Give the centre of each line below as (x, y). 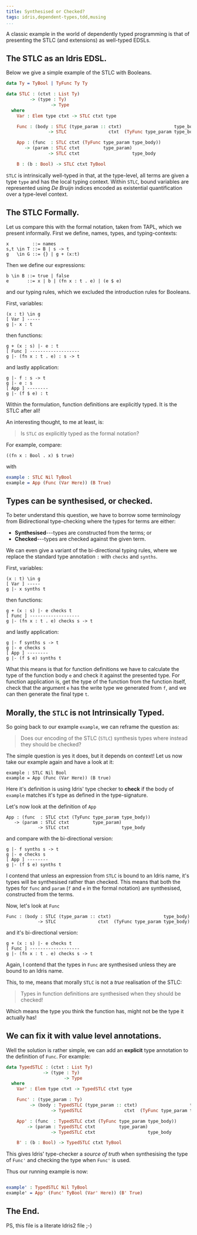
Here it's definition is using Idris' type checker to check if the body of (90, 789)
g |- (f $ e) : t (27, 393)
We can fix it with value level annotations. (84, 1036)
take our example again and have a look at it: (60, 762)
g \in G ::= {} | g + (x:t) (43, 254)
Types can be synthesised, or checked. (79, 501)
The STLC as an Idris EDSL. (56, 59)
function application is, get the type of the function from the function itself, (96, 682)
